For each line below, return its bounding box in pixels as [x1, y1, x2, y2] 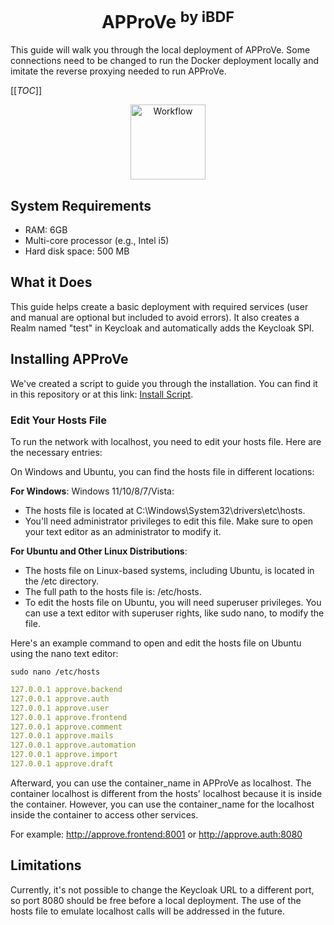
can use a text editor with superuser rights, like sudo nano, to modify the [24, 607, 325, 619]
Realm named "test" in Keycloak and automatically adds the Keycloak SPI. [10, 322, 315, 334]
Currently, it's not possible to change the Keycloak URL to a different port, [10, 883, 315, 896]
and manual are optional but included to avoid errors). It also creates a [10, 311, 300, 323]
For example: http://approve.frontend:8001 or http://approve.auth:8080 [10, 828, 303, 840]
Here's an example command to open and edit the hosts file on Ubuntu [10, 637, 302, 649]
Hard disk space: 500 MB [24, 245, 130, 257]
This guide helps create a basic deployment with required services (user [10, 300, 309, 312]
